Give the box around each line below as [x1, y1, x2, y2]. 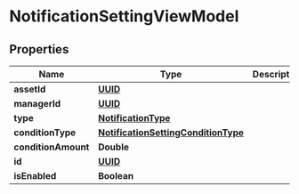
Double [97, 141, 129, 153]
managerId [13, 98, 61, 109]
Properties [9, 42, 69, 57]
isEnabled [13, 170, 57, 182]
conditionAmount [13, 141, 90, 153]
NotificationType [97, 112, 171, 124]
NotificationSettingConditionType [97, 126, 245, 139]
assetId [13, 83, 46, 95]
